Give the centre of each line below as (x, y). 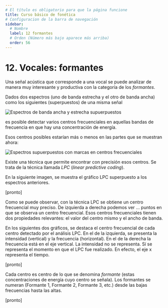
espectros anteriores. (27, 182)
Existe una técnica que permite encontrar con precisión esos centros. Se (81, 162)
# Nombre (19, 29)
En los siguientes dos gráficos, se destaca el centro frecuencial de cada (80, 228)
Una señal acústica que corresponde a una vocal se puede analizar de (78, 82)
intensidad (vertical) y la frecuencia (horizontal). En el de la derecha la (78, 238)
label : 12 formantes (31, 33)
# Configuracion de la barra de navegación (52, 19)
